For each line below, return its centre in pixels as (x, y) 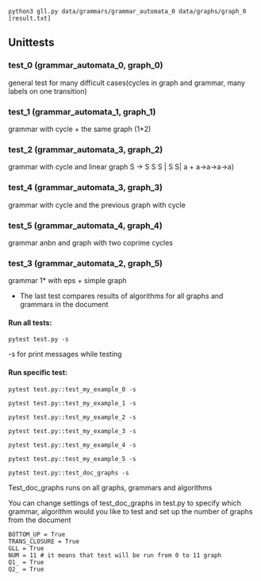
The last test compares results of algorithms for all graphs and (121, 296)
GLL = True (26, 548)
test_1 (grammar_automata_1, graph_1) (82, 111)
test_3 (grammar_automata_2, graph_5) (85, 263)
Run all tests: (30, 323)
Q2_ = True (26, 569)
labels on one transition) (48, 91)
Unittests (31, 43)
